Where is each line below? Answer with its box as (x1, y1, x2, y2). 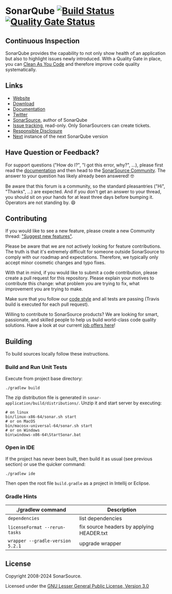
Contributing (5, 214, 47, 223)
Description (107, 506, 137, 513)
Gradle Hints (5, 493, 37, 500)
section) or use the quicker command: (5, 461, 86, 467)
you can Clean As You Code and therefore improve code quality (5, 61, 140, 67)
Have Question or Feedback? (5, 148, 100, 157)
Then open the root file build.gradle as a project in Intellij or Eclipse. (5, 480, 150, 486)
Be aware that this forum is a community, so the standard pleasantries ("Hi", (5, 183, 165, 189)
